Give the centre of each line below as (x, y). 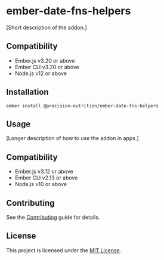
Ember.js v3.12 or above (44, 172)
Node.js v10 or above (41, 184)
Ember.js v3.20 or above (45, 60)
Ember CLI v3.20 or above (47, 67)
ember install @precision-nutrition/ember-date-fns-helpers (83, 106)
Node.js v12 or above (41, 73)
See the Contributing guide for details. (53, 217)
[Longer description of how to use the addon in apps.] (72, 138)
